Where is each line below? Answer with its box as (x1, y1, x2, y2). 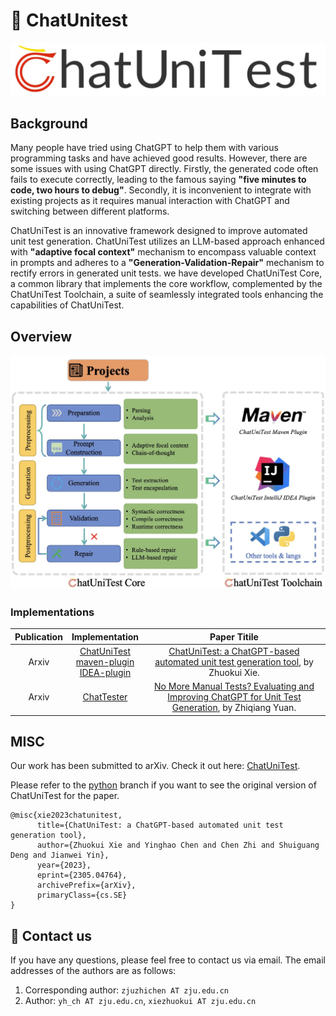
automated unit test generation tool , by (154, 655, 314, 668)
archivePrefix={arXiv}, (36, 880, 137, 891)
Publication (14, 630, 63, 643)
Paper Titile (209, 630, 259, 643)
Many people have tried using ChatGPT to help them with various (10, 142, 279, 154)
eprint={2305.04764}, (36, 870, 128, 881)
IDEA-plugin (79, 666, 132, 678)
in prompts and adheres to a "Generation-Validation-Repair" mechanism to (10, 257, 325, 269)
